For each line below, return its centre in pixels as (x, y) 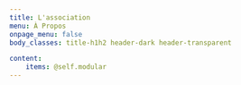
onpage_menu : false (46, 34)
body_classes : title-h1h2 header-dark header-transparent (120, 42)
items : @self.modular (66, 67)
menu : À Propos (38, 26)
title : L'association (50, 17)
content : (26, 59)
